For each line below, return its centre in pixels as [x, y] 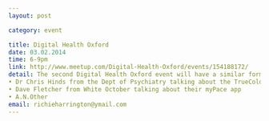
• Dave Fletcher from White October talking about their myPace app [125, 89]
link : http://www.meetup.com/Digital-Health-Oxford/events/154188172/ [128, 67]
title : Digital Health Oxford [59, 45]
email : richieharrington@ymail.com [68, 104]
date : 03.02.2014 [37, 52]
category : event [35, 30]
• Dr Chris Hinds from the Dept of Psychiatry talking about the [119, 82]
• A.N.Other [28, 97]
